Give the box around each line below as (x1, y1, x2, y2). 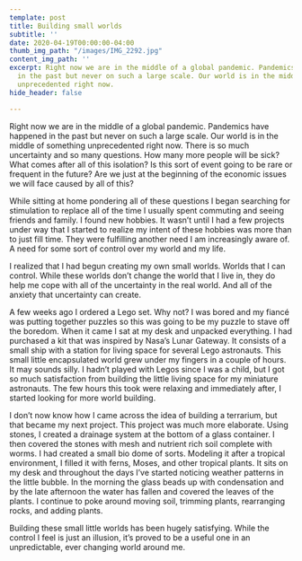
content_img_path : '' (9, 55, 91, 64)
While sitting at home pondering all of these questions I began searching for (9, 195, 290, 206)
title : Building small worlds (9, 22, 123, 31)
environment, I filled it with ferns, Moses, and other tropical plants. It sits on (9, 457, 289, 468)
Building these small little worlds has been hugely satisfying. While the (9, 522, 270, 533)
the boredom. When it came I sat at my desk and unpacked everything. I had (9, 325, 292, 337)
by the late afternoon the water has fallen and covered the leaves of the (9, 486, 274, 496)
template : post (9, 13, 67, 22)
